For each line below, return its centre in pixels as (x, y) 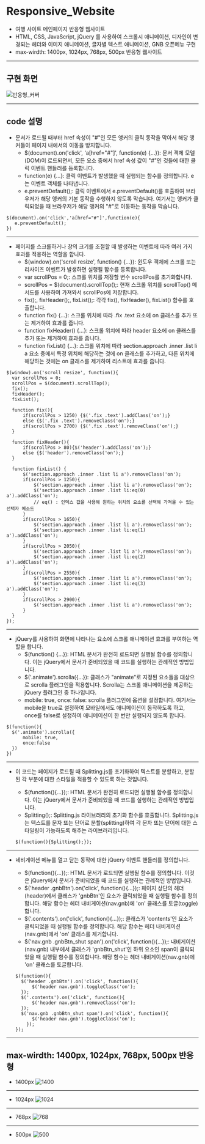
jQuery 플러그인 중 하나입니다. (60, 692)
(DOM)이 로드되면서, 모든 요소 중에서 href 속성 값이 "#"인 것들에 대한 (107, 160)
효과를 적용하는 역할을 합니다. (50, 254)
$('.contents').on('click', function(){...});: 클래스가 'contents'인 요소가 (109, 918)
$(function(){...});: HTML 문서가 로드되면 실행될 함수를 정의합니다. (104, 873)
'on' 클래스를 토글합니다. (54, 964)
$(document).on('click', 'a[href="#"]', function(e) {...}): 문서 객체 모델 (110, 153)
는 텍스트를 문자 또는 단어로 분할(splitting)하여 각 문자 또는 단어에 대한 (108, 822)
